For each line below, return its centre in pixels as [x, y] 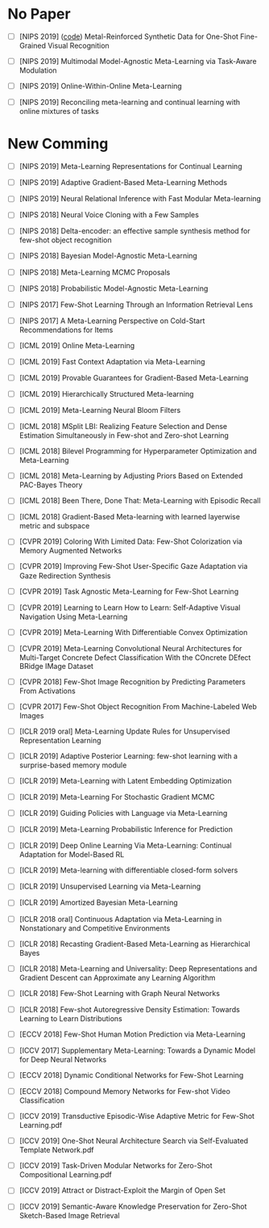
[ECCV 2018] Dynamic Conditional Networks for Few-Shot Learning [131, 1074]
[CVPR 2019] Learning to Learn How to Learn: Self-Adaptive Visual [130, 608]
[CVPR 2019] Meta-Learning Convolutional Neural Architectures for [130, 648]
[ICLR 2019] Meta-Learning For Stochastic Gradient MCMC [117, 797]
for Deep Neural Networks [63, 1059]
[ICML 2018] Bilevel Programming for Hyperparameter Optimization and [138, 451]
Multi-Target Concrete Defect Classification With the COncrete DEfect [135, 657]
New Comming [58, 144]
